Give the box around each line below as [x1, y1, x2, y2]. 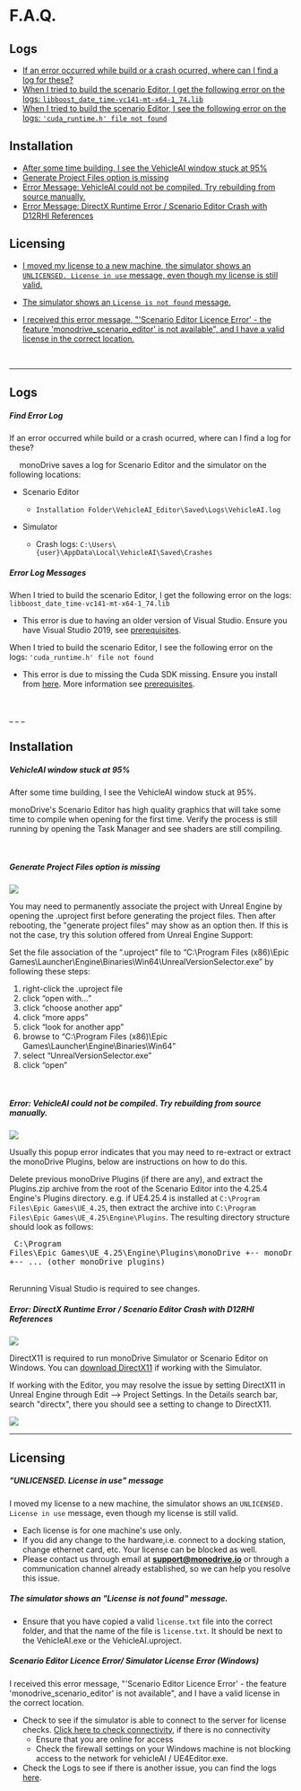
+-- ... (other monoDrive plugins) [9, 1257, 166, 1267]
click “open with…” [21, 993, 92, 1004]
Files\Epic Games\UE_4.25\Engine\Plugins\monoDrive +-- [9, 1248, 260, 1258]
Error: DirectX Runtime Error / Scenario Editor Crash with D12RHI [9, 1303, 255, 1314]
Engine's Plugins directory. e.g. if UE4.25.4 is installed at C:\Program [9, 1193, 261, 1204]
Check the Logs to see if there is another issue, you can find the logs [21, 1762, 277, 1773]
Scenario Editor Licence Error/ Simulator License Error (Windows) [9, 1655, 260, 1666]
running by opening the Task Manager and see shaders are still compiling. [9, 824, 282, 834]
